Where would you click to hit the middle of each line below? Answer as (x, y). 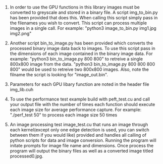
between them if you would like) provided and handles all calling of (78, 135)
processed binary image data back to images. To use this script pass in (82, 48)
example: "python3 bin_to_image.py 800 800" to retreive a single (76, 59)
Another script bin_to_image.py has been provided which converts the (81, 43)
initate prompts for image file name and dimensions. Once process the (81, 145)
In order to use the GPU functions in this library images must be (75, 7)
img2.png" (21, 33)
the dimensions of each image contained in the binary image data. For (81, 54)
